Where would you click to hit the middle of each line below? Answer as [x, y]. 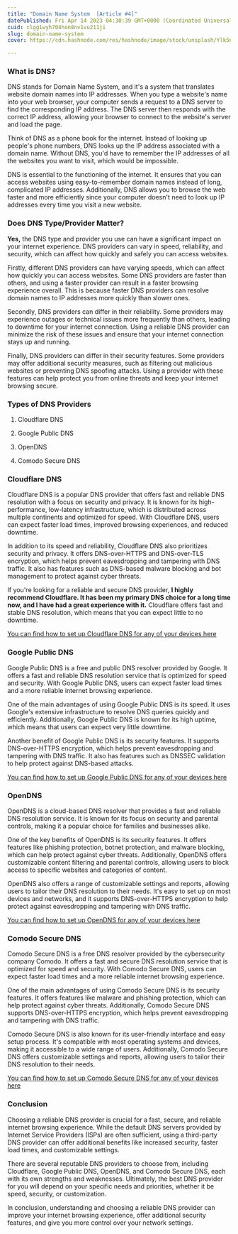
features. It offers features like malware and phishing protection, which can [117, 998]
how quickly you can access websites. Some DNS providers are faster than [117, 275]
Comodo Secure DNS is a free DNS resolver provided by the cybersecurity [116, 954]
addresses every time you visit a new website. [75, 205]
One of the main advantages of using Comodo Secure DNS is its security [114, 990]
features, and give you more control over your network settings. [100, 1223]
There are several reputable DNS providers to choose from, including [108, 1163]
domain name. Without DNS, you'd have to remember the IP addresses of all [119, 153]
